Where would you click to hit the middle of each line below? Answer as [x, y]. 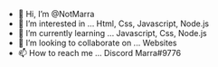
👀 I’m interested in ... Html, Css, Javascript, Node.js [114, 24]
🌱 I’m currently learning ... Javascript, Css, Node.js [112, 33]
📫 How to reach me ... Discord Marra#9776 [100, 53]
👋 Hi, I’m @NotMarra [56, 14]
